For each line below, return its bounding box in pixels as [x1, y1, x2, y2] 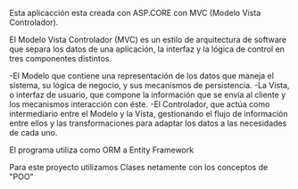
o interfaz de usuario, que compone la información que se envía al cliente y [9, 89, 286, 100]
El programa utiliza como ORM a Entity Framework [9, 144, 195, 155]
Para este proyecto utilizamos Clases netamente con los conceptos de [9, 162, 269, 172]
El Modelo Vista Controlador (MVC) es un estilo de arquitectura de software [9, 35, 287, 45]
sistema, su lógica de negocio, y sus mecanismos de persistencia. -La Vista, [9, 80, 290, 90]
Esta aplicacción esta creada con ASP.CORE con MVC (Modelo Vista [9, 8, 261, 18]
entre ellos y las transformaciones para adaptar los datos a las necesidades [9, 118, 287, 128]
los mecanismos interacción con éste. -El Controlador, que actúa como [9, 99, 270, 110]
